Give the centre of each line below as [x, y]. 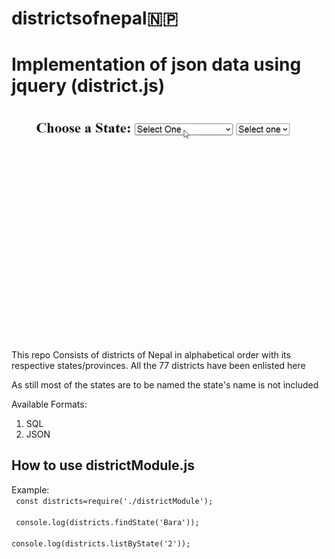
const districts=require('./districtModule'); [114, 501]
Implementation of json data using [156, 64]
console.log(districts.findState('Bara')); [107, 522]
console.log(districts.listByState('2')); [101, 543]
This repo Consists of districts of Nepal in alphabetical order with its [151, 354]
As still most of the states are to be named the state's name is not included [165, 384]
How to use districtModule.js [103, 465]
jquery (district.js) [88, 86]
